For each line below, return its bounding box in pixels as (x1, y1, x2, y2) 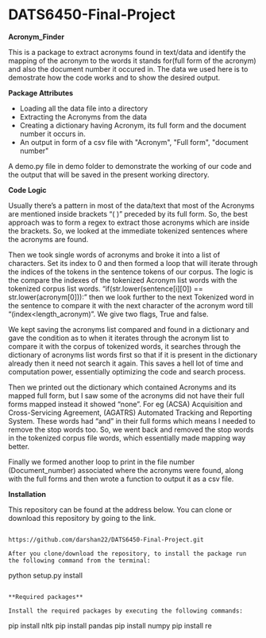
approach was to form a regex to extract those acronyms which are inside (8, 217, 250, 227)
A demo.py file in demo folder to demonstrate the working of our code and (8, 161, 252, 170)
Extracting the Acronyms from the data (19, 112, 147, 121)
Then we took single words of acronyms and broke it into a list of (8, 249, 221, 260)
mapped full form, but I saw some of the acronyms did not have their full (8, 390, 245, 400)
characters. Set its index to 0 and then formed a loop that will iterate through (8, 258, 258, 268)
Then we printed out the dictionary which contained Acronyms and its (8, 382, 237, 392)
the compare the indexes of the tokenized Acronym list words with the (8, 275, 237, 284)
